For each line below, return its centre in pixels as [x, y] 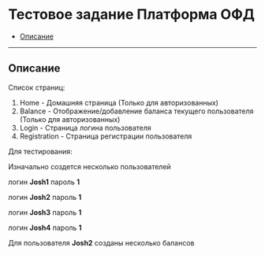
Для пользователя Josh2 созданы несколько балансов [101, 242]
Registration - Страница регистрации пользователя [106, 136]
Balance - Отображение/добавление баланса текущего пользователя [136, 111]
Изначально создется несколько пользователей [90, 166]
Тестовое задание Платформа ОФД [131, 15]
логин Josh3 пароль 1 [45, 212]
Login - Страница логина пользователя [85, 128]
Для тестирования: [40, 151]
